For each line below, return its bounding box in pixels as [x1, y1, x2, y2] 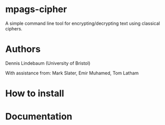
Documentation [5, 111, 73, 122]
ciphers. [5, 25, 23, 31]
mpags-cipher [5, 4, 67, 15]
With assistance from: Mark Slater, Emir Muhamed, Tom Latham [5, 70, 139, 76]
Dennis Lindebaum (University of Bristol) [5, 60, 91, 66]
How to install [5, 88, 65, 99]
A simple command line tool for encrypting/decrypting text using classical [5, 20, 160, 26]
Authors [5, 44, 41, 55]
